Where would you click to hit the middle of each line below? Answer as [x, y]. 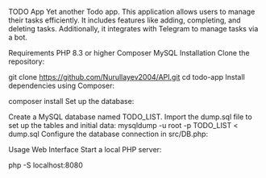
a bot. [18, 37]
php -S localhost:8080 [46, 165]
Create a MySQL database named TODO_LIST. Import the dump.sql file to [130, 117]
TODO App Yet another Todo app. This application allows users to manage [132, 12]
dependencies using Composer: [62, 85]
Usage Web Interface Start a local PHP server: [85, 149]
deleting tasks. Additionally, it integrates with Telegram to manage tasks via [133, 29]
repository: [27, 61]
